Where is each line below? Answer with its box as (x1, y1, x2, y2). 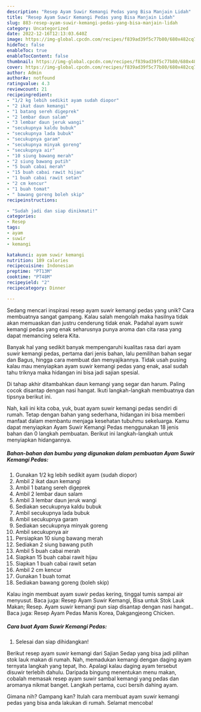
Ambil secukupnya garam (15, 515, 78, 523)
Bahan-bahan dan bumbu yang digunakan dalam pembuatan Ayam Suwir (7, 450, 195, 457)
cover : (7, 64, 23, 70)
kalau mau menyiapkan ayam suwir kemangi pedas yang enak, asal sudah (7, 362, 188, 369)
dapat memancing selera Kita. (7, 332, 81, 339)
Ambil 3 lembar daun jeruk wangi (15, 496, 97, 503)
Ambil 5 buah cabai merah (15, 547, 80, 554)
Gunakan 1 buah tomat (15, 573, 71, 580)
